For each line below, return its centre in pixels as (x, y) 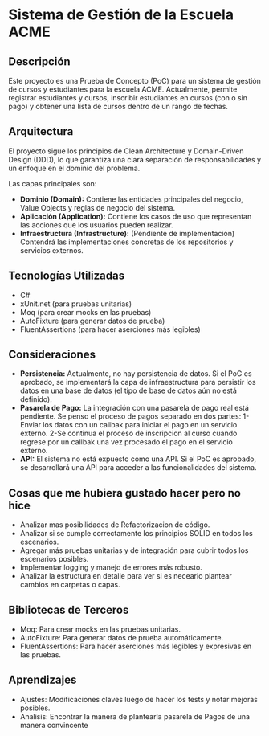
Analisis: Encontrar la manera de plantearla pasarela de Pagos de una (135, 716)
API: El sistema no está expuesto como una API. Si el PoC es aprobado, (138, 459)
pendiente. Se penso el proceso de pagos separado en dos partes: (130, 416)
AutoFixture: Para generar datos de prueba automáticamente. (122, 638)
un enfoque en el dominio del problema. (74, 168)
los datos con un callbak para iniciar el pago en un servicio (140, 425)
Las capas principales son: (53, 183)
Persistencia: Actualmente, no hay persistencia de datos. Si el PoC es (136, 374)
